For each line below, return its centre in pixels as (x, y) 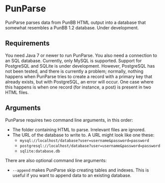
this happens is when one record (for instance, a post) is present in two (78, 87)
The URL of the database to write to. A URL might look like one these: (83, 135)
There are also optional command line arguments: (56, 160)
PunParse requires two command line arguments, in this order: (69, 120)
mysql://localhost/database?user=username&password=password (84, 140)
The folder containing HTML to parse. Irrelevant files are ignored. (79, 129)
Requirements (27, 44)
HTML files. (17, 92)
